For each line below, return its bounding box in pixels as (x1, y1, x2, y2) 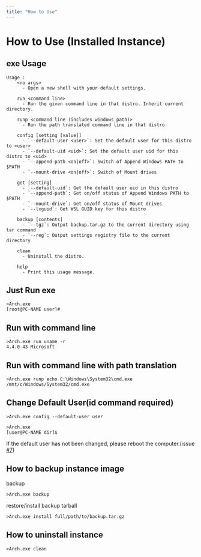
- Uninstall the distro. (22, 253, 85, 259)
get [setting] (17, 180, 52, 186)
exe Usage (6, 58, 47, 69)
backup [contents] (17, 216, 63, 222)
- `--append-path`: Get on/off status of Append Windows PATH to (22, 190, 189, 196)
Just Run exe (6, 285, 56, 296)
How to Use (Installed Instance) (6, 34, 166, 48)
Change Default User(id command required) (6, 398, 174, 408)
